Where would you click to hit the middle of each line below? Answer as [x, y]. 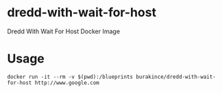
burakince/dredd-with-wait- [176, 77]
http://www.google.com [67, 83]
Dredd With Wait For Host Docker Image [64, 31]
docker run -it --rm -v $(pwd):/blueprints [70, 77]
